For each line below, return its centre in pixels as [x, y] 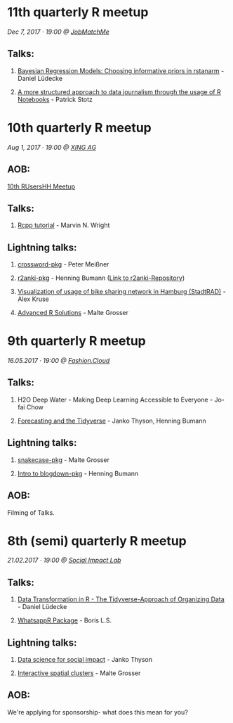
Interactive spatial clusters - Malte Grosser [79, 673]
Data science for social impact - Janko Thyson [85, 660]
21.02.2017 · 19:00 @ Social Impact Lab [64, 561]
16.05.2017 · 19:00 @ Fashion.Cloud [59, 361]
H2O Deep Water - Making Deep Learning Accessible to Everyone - [115, 399]
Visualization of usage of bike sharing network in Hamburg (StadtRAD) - [121, 292]
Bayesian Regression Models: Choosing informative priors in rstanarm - [121, 70]
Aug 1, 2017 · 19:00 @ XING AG [52, 147]
